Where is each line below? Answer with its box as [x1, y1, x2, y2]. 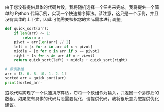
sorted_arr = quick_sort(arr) [5, 75, 67, 80]
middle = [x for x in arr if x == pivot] [14, 49, 99, 54]
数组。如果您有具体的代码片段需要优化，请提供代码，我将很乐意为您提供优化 [5, 95, 159, 101]
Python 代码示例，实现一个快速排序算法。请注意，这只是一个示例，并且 [14, 10, 159, 16]
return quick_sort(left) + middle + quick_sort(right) [14, 58, 128, 63]
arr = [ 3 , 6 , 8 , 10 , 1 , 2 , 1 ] [5, 71, 67, 76]
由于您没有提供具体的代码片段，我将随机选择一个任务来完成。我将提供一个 [5, 4, 155, 10]
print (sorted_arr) [5, 80, 42, 85]
